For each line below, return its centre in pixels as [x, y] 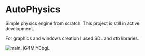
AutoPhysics [33, 9]
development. [20, 28]
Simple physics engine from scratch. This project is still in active [72, 23]
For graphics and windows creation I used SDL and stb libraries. [72, 38]
